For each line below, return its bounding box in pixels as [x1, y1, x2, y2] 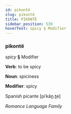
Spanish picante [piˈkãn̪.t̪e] [5, 93, 61, 99]
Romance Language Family [5, 103, 62, 109]
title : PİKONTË [5, 17, 37, 22]
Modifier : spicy [5, 83, 37, 89]
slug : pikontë [5, 12, 35, 17]
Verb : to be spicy [5, 64, 41, 70]
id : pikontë [5, 7, 30, 13]
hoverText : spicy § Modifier [5, 26, 66, 31]
